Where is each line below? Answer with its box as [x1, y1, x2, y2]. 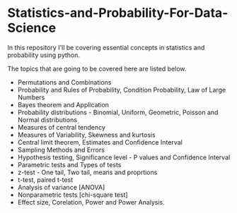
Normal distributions [17, 115, 78, 124]
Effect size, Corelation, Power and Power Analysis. [17, 197, 165, 206]
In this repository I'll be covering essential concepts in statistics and [7, 43, 205, 51]
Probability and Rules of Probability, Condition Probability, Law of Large [17, 85, 226, 94]
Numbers [17, 93, 45, 102]
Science [7, 20, 57, 36]
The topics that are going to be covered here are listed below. [7, 64, 187, 73]
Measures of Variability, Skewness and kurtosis [17, 130, 156, 139]
